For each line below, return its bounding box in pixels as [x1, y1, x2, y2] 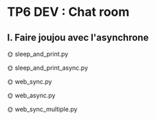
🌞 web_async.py [7, 91, 56, 99]
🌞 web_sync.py [7, 77, 52, 86]
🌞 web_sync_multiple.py [7, 105, 78, 113]
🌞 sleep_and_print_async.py [7, 63, 88, 72]
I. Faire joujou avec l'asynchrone [7, 32, 149, 43]
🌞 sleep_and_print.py [7, 50, 69, 58]
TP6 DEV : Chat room [7, 4, 130, 20]
